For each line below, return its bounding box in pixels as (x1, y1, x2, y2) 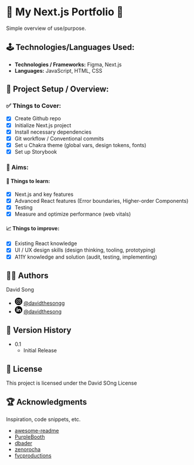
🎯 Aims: (6, 163, 29, 171)
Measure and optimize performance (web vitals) (14, 211, 131, 218)
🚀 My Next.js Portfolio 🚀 (6, 5, 124, 19)
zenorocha (14, 446, 41, 453)
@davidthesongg (23, 300, 65, 307)
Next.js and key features (14, 191, 74, 198)
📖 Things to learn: (6, 178, 50, 185)
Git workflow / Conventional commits (14, 135, 104, 142)
